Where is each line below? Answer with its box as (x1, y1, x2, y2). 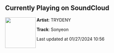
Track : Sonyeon (36, 26, 69, 32)
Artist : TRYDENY (36, 17, 71, 23)
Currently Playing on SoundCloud (5, 4, 110, 12)
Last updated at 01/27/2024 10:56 (36, 36, 105, 42)
